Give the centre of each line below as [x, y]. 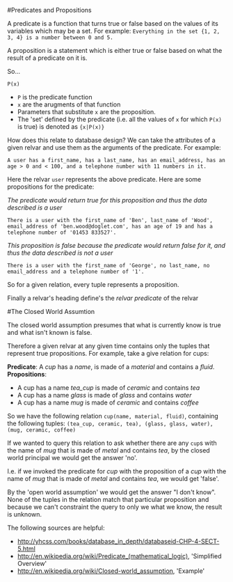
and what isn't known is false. [50, 332]
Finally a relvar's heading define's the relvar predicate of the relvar [103, 298]
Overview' [32, 564]
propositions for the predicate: [51, 187]
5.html [26, 549]
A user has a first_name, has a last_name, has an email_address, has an [116, 160]
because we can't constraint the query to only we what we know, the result [115, 507]
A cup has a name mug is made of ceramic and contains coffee [108, 402]
